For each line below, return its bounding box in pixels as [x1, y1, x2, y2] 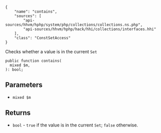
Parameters [5, 81, 43, 89]
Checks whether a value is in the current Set [5, 49, 97, 55]
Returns [5, 108, 31, 117]
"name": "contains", [14, 9, 57, 14]
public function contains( [5, 58, 62, 63]
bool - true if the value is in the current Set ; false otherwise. [12, 122, 138, 128]
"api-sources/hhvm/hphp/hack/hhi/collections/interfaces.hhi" [23, 27, 156, 32]
